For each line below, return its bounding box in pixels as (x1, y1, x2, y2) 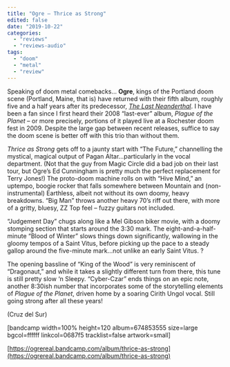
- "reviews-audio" (13, 42, 67, 49)
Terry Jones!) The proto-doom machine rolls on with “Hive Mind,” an (7, 174, 202, 182)
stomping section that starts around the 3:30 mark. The (7, 224, 164, 233)
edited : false (7, 17, 48, 24)
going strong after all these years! (7, 296, 104, 305)
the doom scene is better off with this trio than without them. (7, 131, 180, 139)
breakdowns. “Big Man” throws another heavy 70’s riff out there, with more (7, 196, 220, 204)
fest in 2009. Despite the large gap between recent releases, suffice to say (7, 124, 220, 132)
